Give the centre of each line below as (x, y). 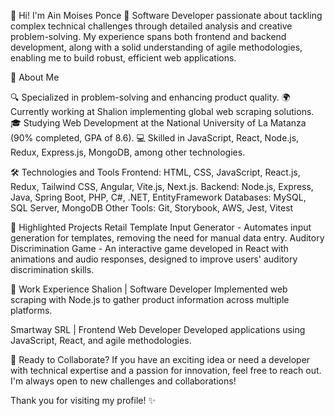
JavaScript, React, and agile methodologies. (101, 340)
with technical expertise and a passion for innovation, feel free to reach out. (166, 370)
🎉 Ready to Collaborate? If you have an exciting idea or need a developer (160, 359)
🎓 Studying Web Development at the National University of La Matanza (158, 123)
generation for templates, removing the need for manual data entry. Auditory (167, 238)
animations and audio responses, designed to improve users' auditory (154, 259)
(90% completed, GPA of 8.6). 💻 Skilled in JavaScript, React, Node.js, (155, 138)
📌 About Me (35, 77)
